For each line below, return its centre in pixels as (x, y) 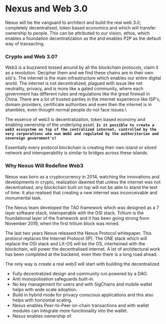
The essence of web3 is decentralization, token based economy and (75, 120)
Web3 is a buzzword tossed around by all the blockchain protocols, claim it (82, 67)
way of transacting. (25, 43)
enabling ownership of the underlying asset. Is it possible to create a (80, 125)
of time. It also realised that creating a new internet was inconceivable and (81, 192)
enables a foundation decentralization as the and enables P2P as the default (83, 38)
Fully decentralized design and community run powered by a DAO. (80, 273)
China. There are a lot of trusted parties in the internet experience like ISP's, (83, 99)
